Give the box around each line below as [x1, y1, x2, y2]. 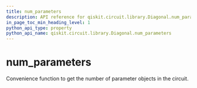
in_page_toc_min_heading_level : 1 [6, 19, 91, 25]
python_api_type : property [6, 25, 72, 31]
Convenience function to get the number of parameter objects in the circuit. [6, 75, 189, 82]
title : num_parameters [6, 8, 62, 15]
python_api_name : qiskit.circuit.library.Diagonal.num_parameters [6, 31, 172, 36]
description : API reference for [6, 14, 85, 20]
